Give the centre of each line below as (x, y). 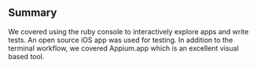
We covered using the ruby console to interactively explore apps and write (128, 31)
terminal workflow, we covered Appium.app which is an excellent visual (124, 48)
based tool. (26, 56)
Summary (33, 13)
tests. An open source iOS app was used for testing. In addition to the (121, 40)
